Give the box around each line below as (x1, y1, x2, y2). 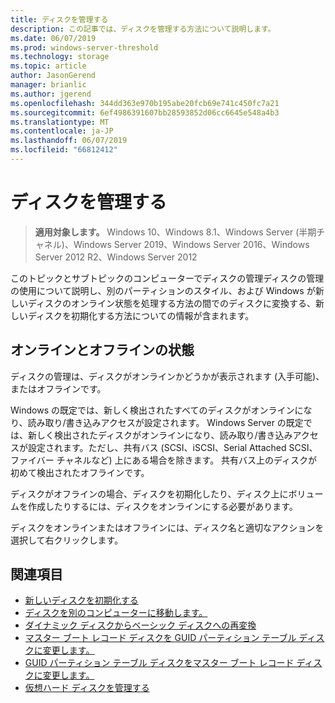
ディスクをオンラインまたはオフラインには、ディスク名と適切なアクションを (10, 521, 325, 533)
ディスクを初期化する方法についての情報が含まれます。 (27, 309, 255, 321)
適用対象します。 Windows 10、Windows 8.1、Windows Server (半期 (34, 226, 317, 238)
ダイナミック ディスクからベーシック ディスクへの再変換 (24, 619, 257, 631)
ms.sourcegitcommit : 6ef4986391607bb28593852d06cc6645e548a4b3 (10, 107, 280, 118)
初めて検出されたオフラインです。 (10, 466, 150, 478)
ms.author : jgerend (10, 89, 92, 99)
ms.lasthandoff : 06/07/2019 (10, 136, 128, 146)
